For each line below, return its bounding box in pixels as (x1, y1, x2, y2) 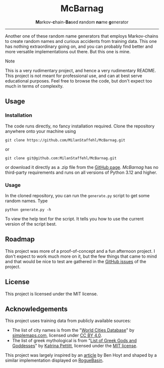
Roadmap (5, 235, 35, 244)
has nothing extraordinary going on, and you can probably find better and (5, 43, 153, 49)
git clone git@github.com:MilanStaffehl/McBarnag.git (5, 156, 117, 161)
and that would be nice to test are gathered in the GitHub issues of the (5, 258, 146, 264)
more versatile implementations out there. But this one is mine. (5, 48, 131, 54)
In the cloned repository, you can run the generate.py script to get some (5, 192, 150, 198)
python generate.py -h (5, 207, 51, 212)
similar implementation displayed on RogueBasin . (5, 357, 104, 364)
